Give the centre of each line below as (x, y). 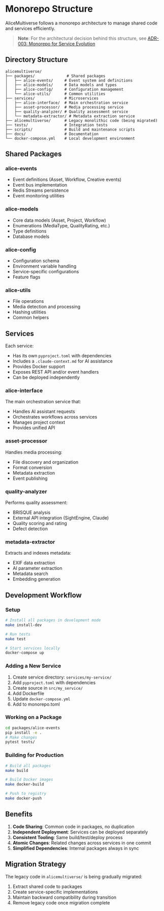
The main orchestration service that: (43, 402)
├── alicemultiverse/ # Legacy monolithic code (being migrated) (81, 120)
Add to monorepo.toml (36, 704)
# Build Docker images (29, 780)
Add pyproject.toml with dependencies (54, 682)
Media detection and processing (46, 307)
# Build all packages (28, 766)
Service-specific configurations (46, 272)
